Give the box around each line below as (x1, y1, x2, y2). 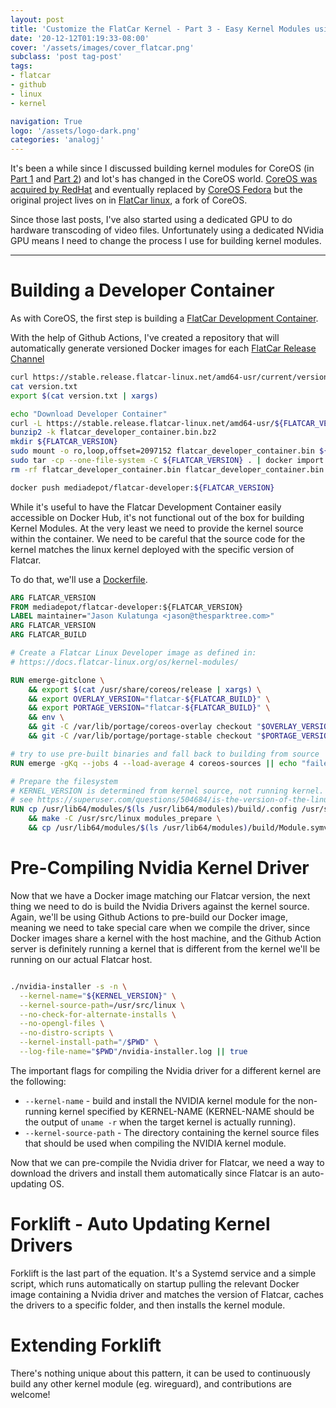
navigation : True (10, 116, 83, 126)
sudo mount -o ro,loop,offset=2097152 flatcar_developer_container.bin (10, 446, 315, 456)
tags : (10, 61, 33, 71)
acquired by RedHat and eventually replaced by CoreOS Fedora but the (10, 184, 303, 196)
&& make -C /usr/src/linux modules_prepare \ (28, 814, 222, 824)
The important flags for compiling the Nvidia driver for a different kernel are (10, 1064, 322, 1076)
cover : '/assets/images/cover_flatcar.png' (10, 42, 195, 53)
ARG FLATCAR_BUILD (10, 630, 87, 640)
